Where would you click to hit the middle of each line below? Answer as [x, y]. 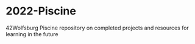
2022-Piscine [41, 11]
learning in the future [32, 34]
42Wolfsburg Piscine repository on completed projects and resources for [97, 28]
